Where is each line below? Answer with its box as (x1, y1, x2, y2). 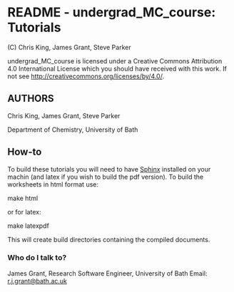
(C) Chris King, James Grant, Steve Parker (7, 43, 131, 51)
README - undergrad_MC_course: (7, 4, 216, 21)
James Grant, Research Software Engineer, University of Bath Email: (7, 268, 208, 278)
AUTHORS (7, 93, 55, 105)
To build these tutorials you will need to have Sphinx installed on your (7, 165, 211, 173)
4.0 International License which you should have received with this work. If (7, 64, 227, 73)
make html (7, 194, 39, 202)
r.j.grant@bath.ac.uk (7, 276, 68, 285)
